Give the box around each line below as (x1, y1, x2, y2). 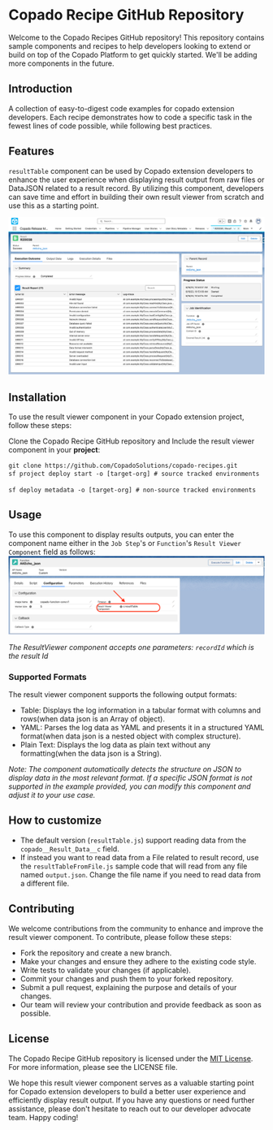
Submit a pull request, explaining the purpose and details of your (19, 982, 237, 992)
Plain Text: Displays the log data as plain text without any (19, 740, 211, 750)
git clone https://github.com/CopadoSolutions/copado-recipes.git (8, 461, 238, 470)
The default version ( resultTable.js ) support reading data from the (19, 835, 246, 845)
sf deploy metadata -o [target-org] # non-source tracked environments (8, 486, 256, 494)
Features (8, 145, 54, 158)
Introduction (8, 82, 73, 96)
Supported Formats (8, 671, 87, 682)
